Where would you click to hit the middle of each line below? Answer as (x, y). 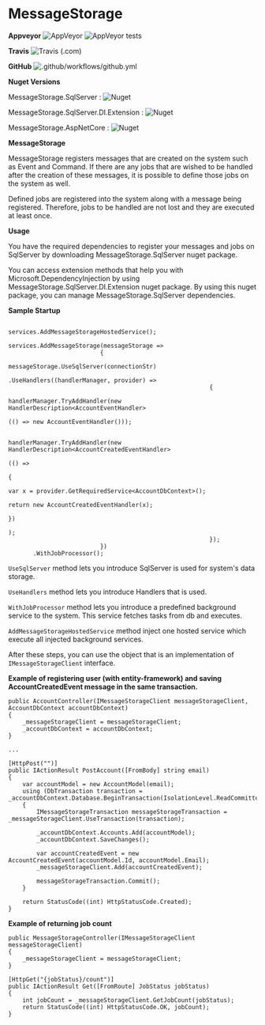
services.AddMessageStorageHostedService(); (82, 332)
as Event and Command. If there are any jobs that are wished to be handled (131, 166)
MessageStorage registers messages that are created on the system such (128, 158)
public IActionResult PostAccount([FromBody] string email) (109, 770)
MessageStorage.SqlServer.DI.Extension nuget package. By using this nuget (132, 286)
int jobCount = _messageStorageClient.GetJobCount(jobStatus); (129, 1000)
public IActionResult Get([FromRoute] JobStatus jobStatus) (109, 986)
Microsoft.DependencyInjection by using (74, 278)
